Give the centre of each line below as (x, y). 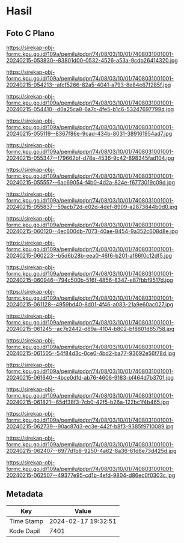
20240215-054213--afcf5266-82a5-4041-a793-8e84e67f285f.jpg (89, 85)
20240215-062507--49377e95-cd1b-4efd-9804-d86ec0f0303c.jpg (91, 475)
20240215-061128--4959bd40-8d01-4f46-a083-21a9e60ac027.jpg (90, 304)
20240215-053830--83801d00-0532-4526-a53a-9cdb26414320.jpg (92, 60)
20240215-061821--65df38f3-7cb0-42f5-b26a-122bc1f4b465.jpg (88, 402)
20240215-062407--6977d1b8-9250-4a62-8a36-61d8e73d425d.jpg (91, 451)
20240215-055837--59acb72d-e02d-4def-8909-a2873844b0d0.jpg (92, 207)
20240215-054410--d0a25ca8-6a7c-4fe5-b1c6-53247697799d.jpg (90, 109)
